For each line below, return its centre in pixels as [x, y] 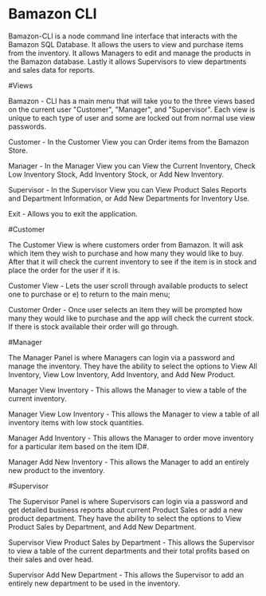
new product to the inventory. [57, 470]
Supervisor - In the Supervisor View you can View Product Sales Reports [127, 189]
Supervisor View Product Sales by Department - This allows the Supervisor [131, 542]
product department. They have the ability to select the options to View [125, 518]
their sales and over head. [51, 559]
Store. [18, 150]
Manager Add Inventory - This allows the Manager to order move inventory [131, 438]
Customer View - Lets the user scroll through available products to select [128, 285]
